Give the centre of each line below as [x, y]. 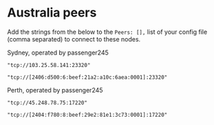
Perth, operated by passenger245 [55, 90]
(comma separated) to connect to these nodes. [74, 39]
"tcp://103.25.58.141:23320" [49, 65]
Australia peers [52, 13]
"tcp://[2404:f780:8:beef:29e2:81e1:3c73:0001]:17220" [87, 115]
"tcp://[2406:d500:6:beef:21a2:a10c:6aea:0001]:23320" [87, 77]
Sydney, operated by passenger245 [58, 52]
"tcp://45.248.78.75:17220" [47, 103]
